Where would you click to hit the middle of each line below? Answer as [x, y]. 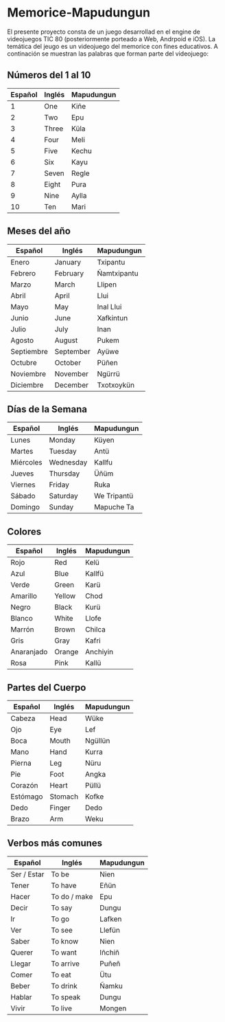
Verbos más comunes [55, 843]
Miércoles [26, 463]
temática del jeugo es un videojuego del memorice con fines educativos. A [113, 46]
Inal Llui [109, 307]
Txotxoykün [116, 385]
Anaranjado [29, 652]
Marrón [22, 630]
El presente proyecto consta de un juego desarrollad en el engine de [104, 32]
